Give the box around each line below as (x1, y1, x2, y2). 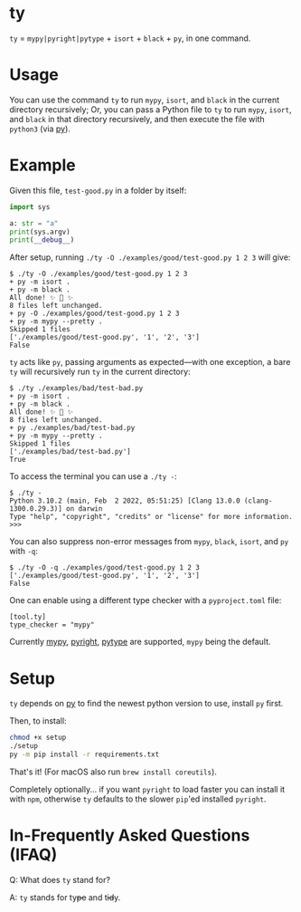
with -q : (9, 546, 39, 557)
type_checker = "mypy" (9, 620, 95, 629)
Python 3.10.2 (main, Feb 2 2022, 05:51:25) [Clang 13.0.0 (9, 496, 241, 505)
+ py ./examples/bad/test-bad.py (9, 424, 136, 433)
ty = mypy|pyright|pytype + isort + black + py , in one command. (9, 33, 251, 43)
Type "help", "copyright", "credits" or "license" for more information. (9, 513, 294, 522)
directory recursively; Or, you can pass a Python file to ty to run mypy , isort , (9, 103, 292, 115)
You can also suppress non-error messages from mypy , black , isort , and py (9, 536, 289, 547)
